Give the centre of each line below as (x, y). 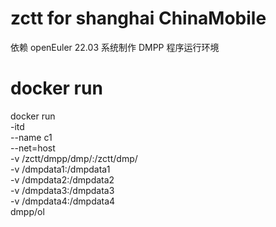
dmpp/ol (27, 211)
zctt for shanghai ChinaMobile (138, 18)
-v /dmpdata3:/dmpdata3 (62, 190)
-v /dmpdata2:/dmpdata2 (62, 179)
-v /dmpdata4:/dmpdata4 (63, 201)
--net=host (33, 148)
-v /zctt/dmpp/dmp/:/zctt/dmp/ (74, 158)
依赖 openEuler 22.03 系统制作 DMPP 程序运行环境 (115, 47)
